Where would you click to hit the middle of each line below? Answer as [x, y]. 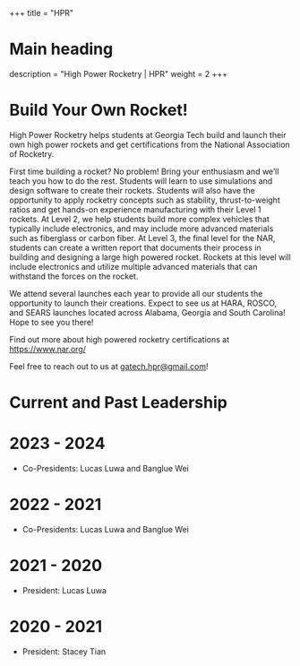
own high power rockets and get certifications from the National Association [150, 144]
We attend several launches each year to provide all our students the [136, 293]
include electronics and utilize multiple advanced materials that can [133, 266]
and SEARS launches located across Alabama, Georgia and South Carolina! [148, 312]
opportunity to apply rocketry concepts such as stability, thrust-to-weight [145, 200]
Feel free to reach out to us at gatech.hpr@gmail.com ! [109, 366]
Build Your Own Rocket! [99, 110]
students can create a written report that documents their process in [135, 247]
